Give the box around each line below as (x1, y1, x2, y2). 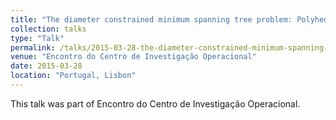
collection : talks (10, 24, 87, 34)
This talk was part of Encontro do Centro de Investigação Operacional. (10, 97, 301, 110)
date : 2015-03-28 (10, 61, 83, 71)
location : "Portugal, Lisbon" (10, 71, 137, 81)
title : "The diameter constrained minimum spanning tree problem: (10, 14, 293, 25)
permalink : (10, 42, 56, 53)
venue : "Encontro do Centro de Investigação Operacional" (10, 52, 257, 62)
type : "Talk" (10, 33, 65, 43)
